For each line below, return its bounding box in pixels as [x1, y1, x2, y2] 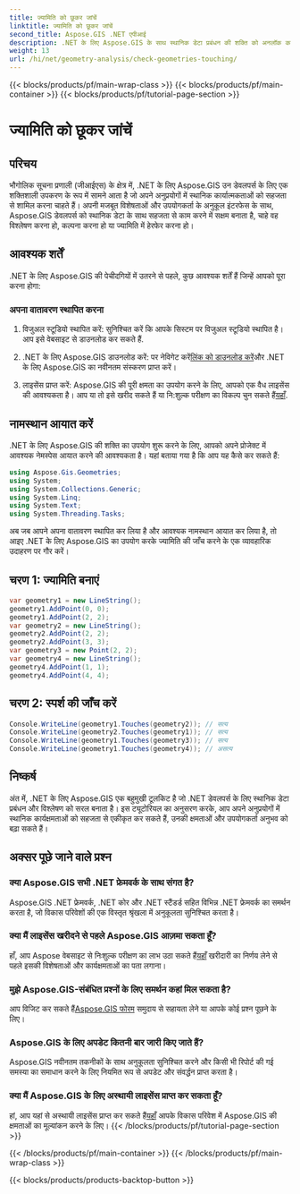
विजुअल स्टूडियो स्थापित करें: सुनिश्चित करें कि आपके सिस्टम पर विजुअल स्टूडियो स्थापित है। [21, 324, 284, 335]
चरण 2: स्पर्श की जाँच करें [9, 695, 117, 712]
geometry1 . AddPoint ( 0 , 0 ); [9, 604, 110, 613]
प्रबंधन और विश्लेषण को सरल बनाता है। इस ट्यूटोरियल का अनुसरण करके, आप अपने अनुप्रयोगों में [9, 803, 280, 814]
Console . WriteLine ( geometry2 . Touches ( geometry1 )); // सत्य [9, 728, 228, 737]
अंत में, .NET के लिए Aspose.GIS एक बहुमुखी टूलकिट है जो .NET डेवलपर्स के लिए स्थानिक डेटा [9, 793, 289, 804]
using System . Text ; [9, 501, 82, 510]
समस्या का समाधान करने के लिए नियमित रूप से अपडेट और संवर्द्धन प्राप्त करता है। [9, 1067, 238, 1078]
